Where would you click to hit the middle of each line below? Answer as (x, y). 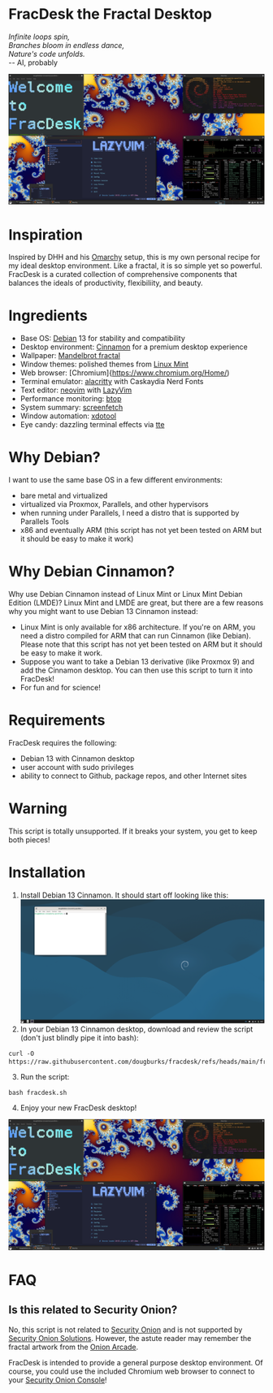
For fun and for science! (61, 688)
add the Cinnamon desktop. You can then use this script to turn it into (136, 670)
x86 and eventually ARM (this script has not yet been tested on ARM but (141, 530)
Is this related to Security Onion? (93, 1310)
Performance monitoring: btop (71, 399)
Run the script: (45, 1077)
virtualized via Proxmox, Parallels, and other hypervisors (114, 504)
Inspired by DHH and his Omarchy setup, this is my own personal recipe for (134, 257)
